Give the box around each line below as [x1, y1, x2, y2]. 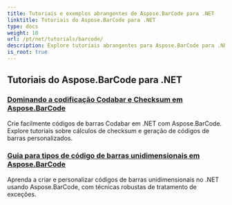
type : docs [7, 23, 39, 30]
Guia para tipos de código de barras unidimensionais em [7, 151, 200, 161]
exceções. [7, 190, 37, 198]
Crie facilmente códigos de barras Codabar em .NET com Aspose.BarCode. [7, 119, 222, 128]
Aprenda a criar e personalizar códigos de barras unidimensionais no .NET [7, 175, 220, 184]
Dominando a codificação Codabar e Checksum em [7, 95, 183, 104]
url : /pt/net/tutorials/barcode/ [7, 36, 104, 43]
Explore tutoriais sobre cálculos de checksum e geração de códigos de [7, 126, 209, 135]
